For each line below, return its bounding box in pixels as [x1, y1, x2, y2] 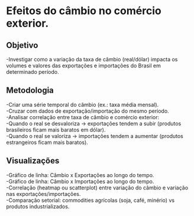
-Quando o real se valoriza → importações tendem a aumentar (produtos [6, 132, 183, 139]
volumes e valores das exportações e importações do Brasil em [6, 62, 161, 69]
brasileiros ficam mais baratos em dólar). [6, 126, 106, 133]
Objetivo [6, 40, 38, 50]
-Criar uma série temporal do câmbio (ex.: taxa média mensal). [6, 101, 159, 108]
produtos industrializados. [6, 202, 70, 210]
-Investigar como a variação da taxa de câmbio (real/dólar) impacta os [6, 56, 178, 63]
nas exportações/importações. [6, 190, 81, 197]
